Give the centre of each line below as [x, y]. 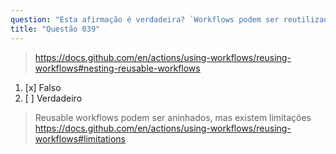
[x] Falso [43, 87]
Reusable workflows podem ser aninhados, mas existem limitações [173, 117]
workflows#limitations [80, 138]
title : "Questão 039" [55, 29]
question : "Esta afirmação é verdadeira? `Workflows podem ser [145, 19]
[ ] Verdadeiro [53, 98]
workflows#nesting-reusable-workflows [117, 68]
